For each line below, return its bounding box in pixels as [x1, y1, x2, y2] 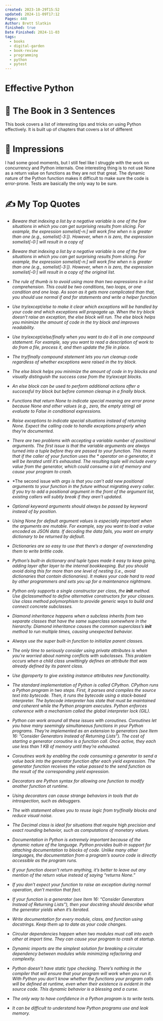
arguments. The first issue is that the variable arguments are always [12, 443, 150, 449]
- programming [9, 52, 38, 58]
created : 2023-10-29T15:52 [5, 7, 60, 12]
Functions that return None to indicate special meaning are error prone [12, 398, 155, 404]
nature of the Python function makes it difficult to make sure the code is [5, 176, 149, 181]
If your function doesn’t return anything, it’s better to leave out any [12, 867, 146, 873]
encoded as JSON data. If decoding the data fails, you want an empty [12, 529, 153, 534]
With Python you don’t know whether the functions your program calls [12, 976, 154, 982]
